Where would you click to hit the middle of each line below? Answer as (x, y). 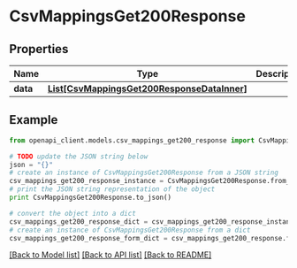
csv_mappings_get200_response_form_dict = (88, 238)
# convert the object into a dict (73, 213)
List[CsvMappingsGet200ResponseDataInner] (147, 88)
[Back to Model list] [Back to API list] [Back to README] (110, 255)
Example (34, 120)
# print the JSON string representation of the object (112, 189)
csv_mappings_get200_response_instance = (87, 181)
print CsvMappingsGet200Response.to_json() (91, 198)
